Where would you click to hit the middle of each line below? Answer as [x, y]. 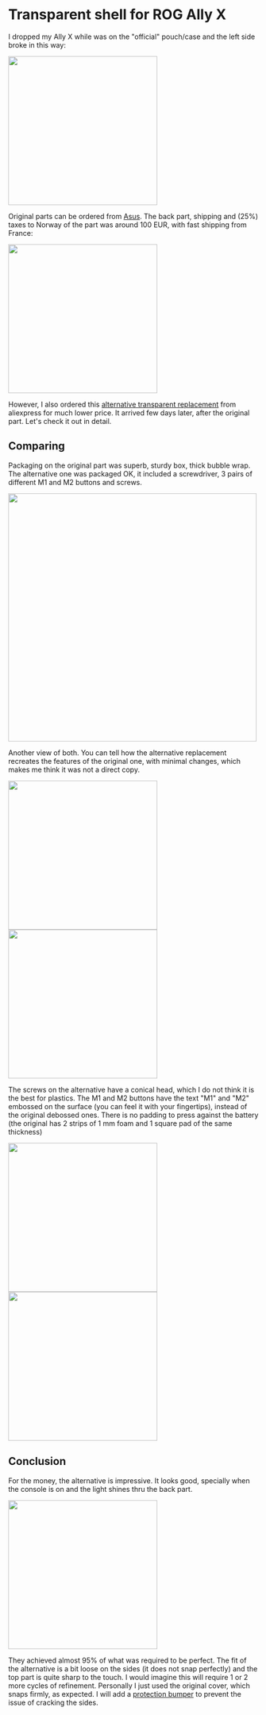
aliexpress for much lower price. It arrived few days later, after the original [129, 412]
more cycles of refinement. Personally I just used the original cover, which [129, 1686]
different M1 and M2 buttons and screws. [75, 482]
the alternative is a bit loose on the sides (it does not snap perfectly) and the [133, 1668]
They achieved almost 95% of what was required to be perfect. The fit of [127, 1660]
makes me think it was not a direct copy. [74, 769]
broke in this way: [37, 44]
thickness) [25, 1131]
